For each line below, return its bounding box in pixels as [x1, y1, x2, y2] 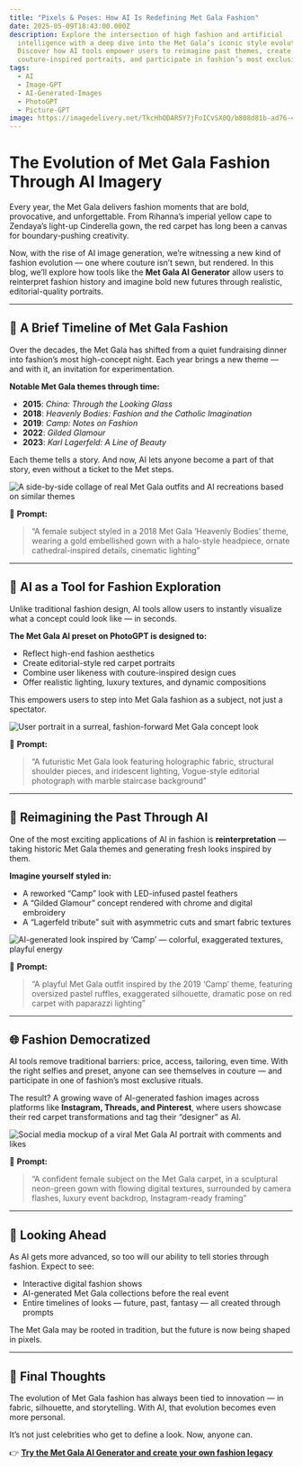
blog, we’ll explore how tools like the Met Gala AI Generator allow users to [9, 267, 284, 278]
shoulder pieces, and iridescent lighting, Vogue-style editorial [31, 765, 260, 776]
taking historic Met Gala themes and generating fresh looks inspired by [9, 843, 272, 854]
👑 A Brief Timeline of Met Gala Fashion [9, 321, 229, 336]
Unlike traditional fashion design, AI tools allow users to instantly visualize [9, 603, 282, 614]
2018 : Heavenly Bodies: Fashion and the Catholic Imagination [22, 407, 253, 419]
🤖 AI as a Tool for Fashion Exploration [9, 579, 222, 595]
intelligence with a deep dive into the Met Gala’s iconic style [17, 38, 268, 48]
